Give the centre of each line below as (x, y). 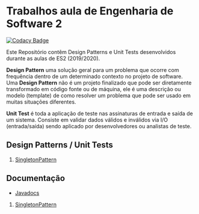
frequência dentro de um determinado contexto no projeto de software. (95, 76)
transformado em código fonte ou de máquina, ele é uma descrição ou (94, 89)
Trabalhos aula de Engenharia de (90, 11)
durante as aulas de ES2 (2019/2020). (53, 58)
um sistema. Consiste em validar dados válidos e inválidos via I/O (87, 120)
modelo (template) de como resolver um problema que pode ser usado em (99, 95)
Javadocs (27, 192)
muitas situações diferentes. (41, 102)
